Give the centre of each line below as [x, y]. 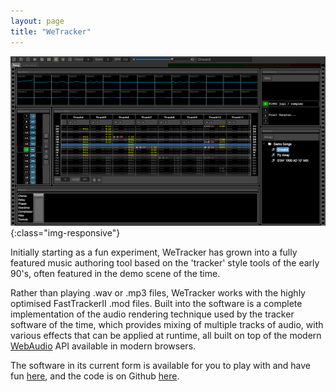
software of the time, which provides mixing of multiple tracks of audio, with [167, 324]
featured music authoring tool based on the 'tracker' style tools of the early [165, 262]
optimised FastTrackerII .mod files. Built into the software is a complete [156, 303]
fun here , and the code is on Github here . [95, 376]
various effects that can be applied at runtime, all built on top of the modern [166, 335]
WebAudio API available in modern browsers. [103, 346]
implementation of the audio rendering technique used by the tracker [152, 314]
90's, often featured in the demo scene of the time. [115, 273]
